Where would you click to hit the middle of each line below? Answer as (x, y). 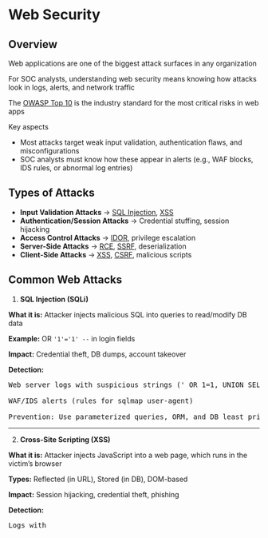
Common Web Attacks (65, 280)
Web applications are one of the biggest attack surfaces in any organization (133, 63)
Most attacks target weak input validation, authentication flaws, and (131, 142)
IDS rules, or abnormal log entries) (76, 168)
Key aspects (29, 127)
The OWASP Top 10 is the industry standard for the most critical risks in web (134, 103)
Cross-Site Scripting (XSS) (65, 439)
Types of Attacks (51, 193)
